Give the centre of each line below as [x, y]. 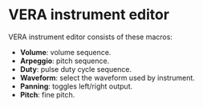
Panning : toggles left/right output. [76, 86]
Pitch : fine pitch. [47, 94]
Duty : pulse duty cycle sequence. [76, 69]
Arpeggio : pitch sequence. [65, 61]
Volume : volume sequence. [65, 52]
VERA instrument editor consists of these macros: [90, 37]
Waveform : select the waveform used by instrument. [107, 77]
